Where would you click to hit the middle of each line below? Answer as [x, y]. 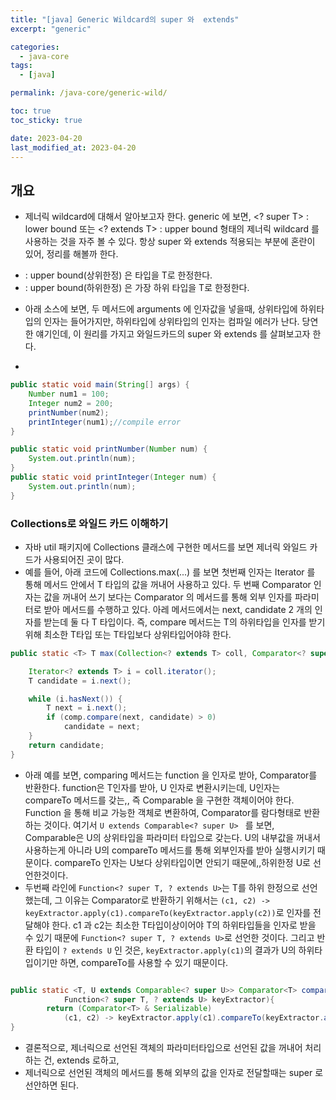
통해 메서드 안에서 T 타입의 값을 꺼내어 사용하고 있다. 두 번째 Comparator [168, 584]
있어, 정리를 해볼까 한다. [71, 254]
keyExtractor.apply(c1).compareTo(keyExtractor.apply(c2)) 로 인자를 [168, 912]
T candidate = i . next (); [80, 681]
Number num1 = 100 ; [69, 394]
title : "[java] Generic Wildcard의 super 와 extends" [125, 19]
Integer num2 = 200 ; [71, 403]
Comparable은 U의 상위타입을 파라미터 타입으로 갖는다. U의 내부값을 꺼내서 [172, 837]
